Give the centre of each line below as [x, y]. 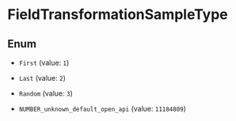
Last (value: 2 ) [42, 78]
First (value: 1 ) [44, 62]
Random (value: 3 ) [46, 93]
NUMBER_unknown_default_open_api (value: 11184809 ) [103, 109]
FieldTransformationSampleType [118, 15]
